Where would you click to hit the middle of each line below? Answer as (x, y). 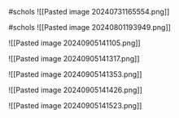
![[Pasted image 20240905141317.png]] (74, 59)
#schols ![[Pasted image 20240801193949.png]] (89, 27)
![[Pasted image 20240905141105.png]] (74, 43)
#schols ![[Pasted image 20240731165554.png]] (89, 12)
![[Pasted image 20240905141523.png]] (75, 105)
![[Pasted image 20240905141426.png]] (75, 90)
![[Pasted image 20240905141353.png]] (75, 74)
